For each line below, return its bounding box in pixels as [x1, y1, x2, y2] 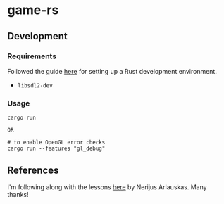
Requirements [7, 51, 57, 61]
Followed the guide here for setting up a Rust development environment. [7, 67, 217, 75]
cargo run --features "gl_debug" [7, 145, 106, 153]
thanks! [7, 190, 30, 198]
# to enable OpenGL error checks [7, 139, 106, 146]
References [7, 164, 59, 176]
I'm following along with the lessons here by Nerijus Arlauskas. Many [7, 182, 207, 191]
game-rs [7, 2, 59, 18]
